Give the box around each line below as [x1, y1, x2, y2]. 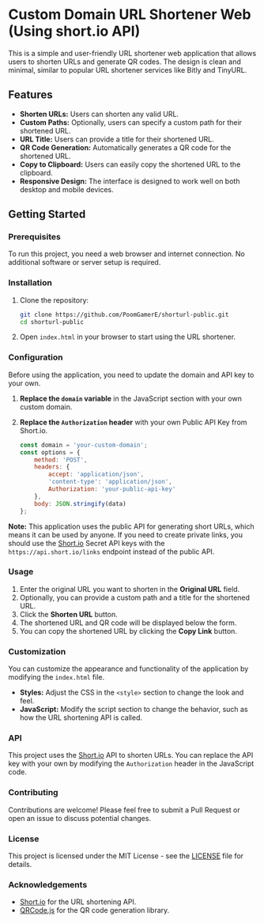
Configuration [8, 352, 63, 363]
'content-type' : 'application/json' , [48, 478, 172, 486]
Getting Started [8, 208, 86, 221]
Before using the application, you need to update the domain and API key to [8, 370, 255, 379]
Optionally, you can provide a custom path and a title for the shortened [19, 593, 251, 602]
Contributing [8, 787, 58, 798]
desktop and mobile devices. [19, 184, 115, 194]
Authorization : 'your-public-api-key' [48, 485, 176, 493]
